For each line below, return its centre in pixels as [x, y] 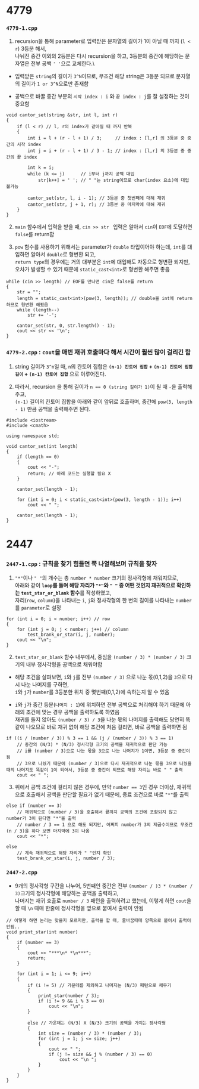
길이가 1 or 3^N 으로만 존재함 [55, 83]
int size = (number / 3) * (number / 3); [90, 1033]
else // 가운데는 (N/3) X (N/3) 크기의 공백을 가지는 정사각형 [97, 1023]
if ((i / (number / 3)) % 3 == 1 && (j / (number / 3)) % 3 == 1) [90, 738]
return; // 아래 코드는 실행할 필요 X [69, 474]
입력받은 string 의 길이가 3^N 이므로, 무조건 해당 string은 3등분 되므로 [95, 76]
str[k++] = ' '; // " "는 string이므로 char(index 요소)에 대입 [113, 180]
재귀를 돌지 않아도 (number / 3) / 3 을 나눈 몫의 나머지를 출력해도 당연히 [99, 720]
